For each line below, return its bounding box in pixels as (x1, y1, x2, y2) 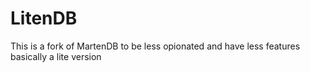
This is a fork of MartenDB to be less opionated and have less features (10, 40, 301, 52)
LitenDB (10, 7, 78, 30)
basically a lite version (10, 50, 102, 62)
